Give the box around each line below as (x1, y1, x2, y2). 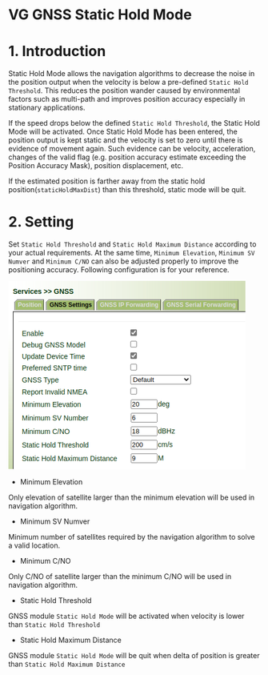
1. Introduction (8, 42, 106, 61)
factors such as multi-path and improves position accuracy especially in (8, 94, 246, 104)
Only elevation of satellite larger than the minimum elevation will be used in (8, 492, 255, 502)
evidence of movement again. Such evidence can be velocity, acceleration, (8, 144, 256, 154)
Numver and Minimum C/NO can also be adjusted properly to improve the (8, 256, 239, 266)
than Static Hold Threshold (8, 620, 101, 629)
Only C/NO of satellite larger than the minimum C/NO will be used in (8, 572, 232, 581)
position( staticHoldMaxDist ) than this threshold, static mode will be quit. (8, 185, 246, 195)
